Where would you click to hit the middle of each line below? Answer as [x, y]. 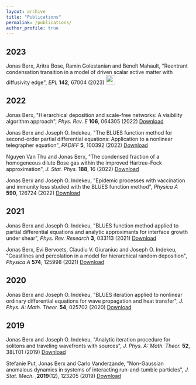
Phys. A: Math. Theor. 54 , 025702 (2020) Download [69, 307]
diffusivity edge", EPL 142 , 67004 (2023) [55, 82]
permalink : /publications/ [39, 22]
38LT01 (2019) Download [36, 352]
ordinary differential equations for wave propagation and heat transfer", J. [95, 301]
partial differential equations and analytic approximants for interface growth [97, 232]
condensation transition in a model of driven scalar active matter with [90, 72]
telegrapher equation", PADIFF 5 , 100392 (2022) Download [77, 145]
